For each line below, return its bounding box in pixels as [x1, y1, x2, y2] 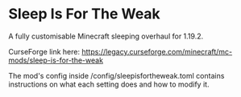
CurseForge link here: [8, 46, 81, 56]
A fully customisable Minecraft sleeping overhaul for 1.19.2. [8, 31, 204, 41]
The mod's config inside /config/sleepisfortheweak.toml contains [8, 71, 225, 80]
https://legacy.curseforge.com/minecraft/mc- [81, 46, 233, 56]
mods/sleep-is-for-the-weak [8, 55, 103, 65]
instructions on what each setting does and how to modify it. [8, 79, 210, 89]
